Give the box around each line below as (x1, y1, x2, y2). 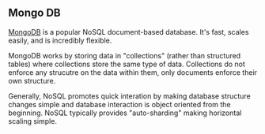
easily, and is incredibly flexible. (8, 35, 112, 45)
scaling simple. (8, 116, 58, 125)
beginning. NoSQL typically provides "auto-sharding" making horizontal (8, 108, 242, 117)
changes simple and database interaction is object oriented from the (8, 99, 231, 109)
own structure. (8, 76, 56, 85)
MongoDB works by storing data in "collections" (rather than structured (8, 50, 241, 60)
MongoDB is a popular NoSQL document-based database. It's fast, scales (8, 27, 249, 36)
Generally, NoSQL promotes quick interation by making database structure (8, 91, 251, 101)
